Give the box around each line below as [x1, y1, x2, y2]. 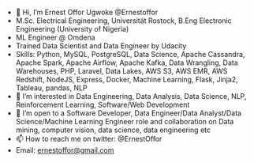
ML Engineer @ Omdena [15, 32, 96, 42]
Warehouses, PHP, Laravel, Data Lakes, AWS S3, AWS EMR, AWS [15, 66, 228, 75]
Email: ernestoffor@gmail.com [15, 146, 114, 154]
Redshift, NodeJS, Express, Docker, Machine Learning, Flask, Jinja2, [15, 75, 238, 84]
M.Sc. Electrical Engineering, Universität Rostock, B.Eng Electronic [15, 16, 233, 25]
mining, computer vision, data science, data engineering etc [15, 125, 211, 135]
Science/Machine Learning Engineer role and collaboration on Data [15, 117, 234, 126]
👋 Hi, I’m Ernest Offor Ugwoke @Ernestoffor [15, 8, 159, 17]
